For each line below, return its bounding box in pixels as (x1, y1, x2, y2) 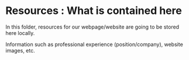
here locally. (5, 29, 35, 36)
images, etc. (5, 47, 36, 54)
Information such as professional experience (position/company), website (5, 41, 184, 48)
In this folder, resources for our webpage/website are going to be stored (5, 23, 180, 30)
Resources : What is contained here (5, 4, 182, 17)
